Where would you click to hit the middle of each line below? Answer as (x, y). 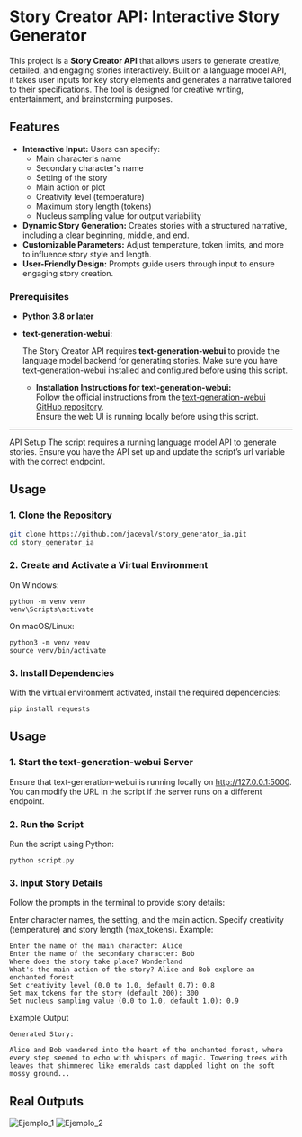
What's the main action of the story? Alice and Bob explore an (132, 970)
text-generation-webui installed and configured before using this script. (155, 370)
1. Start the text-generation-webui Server (101, 763)
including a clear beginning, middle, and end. (106, 235)
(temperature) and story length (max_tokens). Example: (111, 930)
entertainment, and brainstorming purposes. (91, 99)
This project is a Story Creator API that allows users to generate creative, (145, 60)
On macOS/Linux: (42, 626)
